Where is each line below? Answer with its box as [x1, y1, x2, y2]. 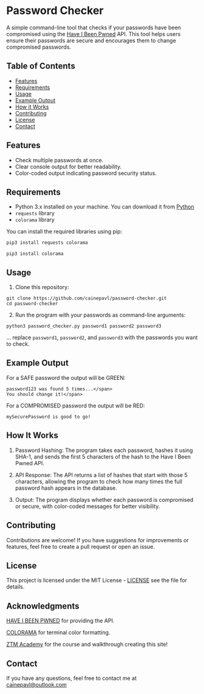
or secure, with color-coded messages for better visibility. [15, 503, 160, 510]
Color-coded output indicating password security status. [15, 169, 157, 177]
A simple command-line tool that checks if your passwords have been [6, 24, 181, 31]
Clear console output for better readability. [15, 163, 122, 170]
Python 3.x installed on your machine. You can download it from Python [15, 203, 194, 210]
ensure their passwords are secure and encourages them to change [6, 37, 176, 44]
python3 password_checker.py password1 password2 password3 [6, 323, 162, 329]
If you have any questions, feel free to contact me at [6, 674, 137, 682]
